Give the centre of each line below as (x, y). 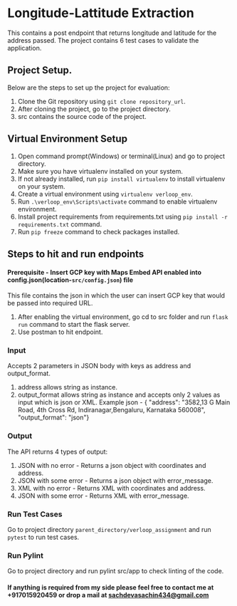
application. (25, 48)
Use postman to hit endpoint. (60, 332)
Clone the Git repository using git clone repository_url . (102, 101)
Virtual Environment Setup (68, 139)
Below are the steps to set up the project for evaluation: (89, 88)
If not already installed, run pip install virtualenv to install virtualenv (121, 179)
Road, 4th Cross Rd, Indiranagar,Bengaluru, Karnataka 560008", (111, 410)
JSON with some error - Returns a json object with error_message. (115, 480)
